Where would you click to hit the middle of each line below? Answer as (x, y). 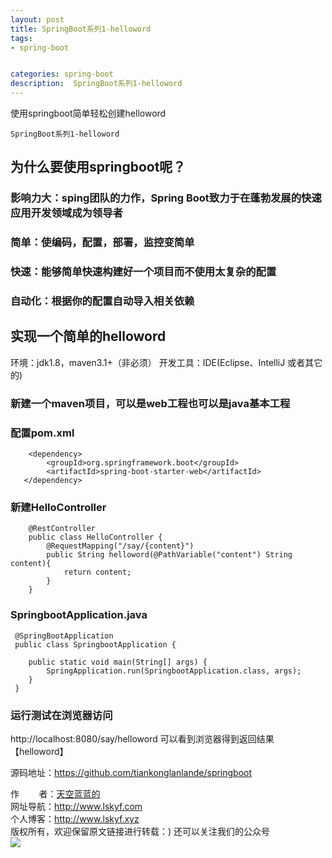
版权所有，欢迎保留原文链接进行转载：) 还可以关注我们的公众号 (140, 831)
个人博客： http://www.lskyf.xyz (75, 819)
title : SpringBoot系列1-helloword (81, 29)
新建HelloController (58, 508)
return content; (97, 572)
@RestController (62, 529)
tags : (21, 38)
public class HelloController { (95, 537)
